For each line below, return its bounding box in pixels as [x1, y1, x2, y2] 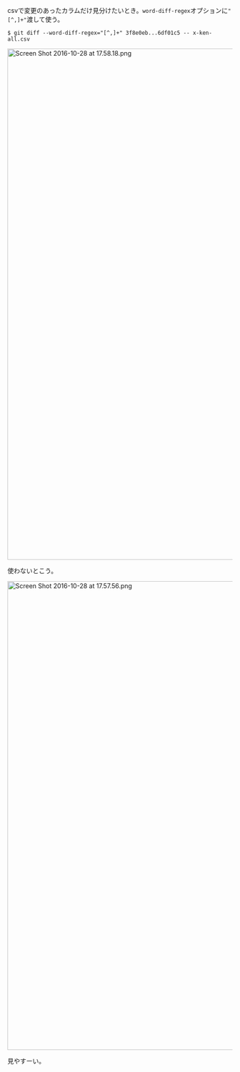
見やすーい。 [7, 1057, 45, 1065]
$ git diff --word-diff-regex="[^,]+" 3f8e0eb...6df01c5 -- [7, 29, 191, 36]
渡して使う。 [26, 15, 64, 24]
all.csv [7, 36, 31, 43]
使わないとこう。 [7, 567, 58, 575]
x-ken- [192, 29, 213, 36]
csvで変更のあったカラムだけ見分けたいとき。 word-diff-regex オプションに [7, 6, 229, 14]
